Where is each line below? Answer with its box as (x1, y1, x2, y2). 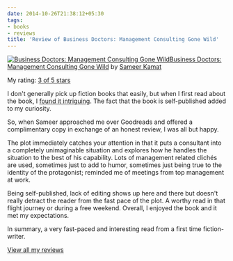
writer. (7, 232, 26, 241)
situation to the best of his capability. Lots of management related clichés (7, 154, 218, 162)
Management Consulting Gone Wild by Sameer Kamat (7, 63, 162, 71)
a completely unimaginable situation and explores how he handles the (7, 146, 207, 155)
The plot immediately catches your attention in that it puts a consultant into (7, 139, 222, 147)
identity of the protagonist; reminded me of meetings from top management (7, 168, 225, 177)
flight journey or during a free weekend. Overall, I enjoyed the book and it (7, 204, 217, 212)
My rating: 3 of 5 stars (7, 76, 71, 84)
